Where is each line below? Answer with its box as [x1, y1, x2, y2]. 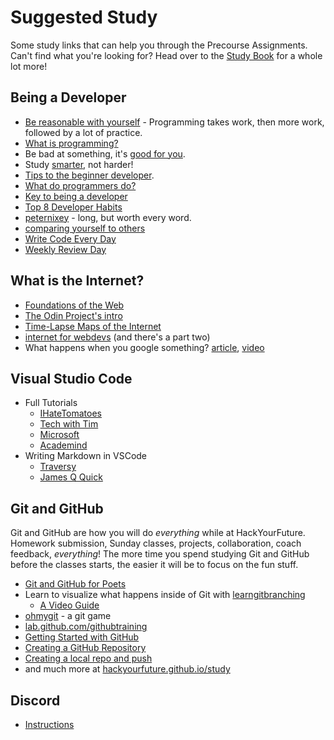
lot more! [10, 60, 48, 72]
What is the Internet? [10, 272, 145, 290]
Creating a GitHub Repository [24, 642, 147, 654]
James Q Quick [39, 471, 103, 483]
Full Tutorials [24, 397, 78, 409]
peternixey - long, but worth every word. [24, 211, 192, 223]
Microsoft [39, 429, 80, 441]
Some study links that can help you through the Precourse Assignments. [10, 39, 308, 51]
